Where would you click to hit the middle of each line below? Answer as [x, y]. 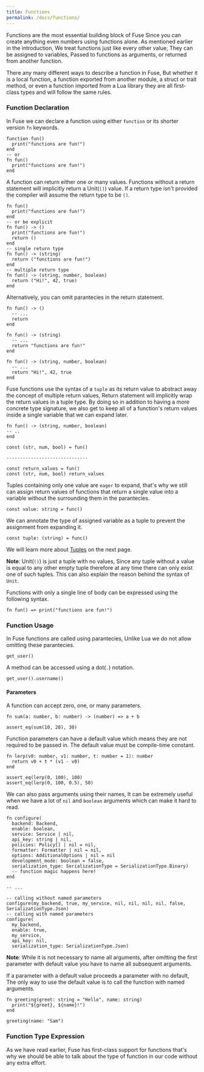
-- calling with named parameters [50, 914]
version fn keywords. [33, 127]
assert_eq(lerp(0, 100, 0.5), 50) [50, 783]
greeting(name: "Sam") [35, 1021]
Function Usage [30, 625]
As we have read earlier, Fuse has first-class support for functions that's [97, 1049]
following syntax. [28, 599]
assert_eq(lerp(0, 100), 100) [45, 778]
